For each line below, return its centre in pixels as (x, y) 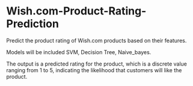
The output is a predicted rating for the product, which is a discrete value (97, 64)
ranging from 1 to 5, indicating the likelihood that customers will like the (94, 70)
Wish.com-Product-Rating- (76, 11)
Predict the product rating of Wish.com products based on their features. (96, 40)
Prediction (32, 24)
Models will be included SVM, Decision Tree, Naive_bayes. (79, 52)
